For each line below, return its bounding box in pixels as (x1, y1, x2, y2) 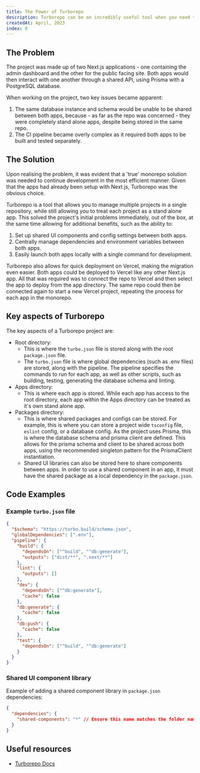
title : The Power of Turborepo (6, 8, 84, 15)
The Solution (6, 155, 55, 165)
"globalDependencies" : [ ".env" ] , (11, 532, 95, 538)
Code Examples (6, 489, 65, 499)
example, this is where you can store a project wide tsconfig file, (23, 421, 183, 428)
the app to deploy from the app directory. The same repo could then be (6, 281, 181, 289)
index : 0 (6, 25, 28, 32)
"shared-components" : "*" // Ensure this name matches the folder (17, 716, 185, 723)
